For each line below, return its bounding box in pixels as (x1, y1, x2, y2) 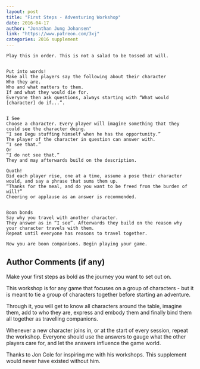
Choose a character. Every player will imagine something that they (6, 121, 180, 127)
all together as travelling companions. (6, 315, 98, 322)
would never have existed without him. (6, 357, 101, 364)
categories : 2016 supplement (6, 36, 79, 42)
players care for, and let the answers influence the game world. (6, 339, 161, 346)
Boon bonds (6, 210, 33, 216)
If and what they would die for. (6, 90, 89, 96)
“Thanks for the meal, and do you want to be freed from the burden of (6, 183, 187, 189)
